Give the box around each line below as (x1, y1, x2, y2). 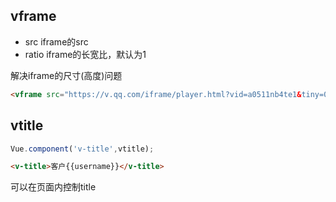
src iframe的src (24, 35, 89, 48)
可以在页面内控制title (10, 181, 97, 193)
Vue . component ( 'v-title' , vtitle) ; (10, 144, 155, 154)
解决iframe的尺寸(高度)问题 (10, 69, 123, 81)
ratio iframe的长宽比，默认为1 (24, 48, 147, 60)
